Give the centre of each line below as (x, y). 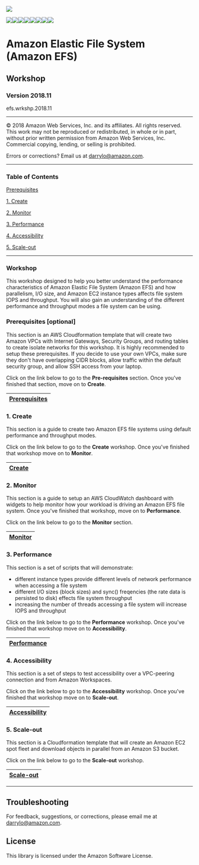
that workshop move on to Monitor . (49, 453)
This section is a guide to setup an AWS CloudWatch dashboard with (90, 498)
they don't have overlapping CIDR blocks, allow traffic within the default (94, 360)
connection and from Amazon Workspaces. (59, 680)
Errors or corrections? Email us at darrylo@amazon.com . (75, 156)
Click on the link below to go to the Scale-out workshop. (75, 760)
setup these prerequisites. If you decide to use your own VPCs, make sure (97, 353)
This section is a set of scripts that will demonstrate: (70, 567)
